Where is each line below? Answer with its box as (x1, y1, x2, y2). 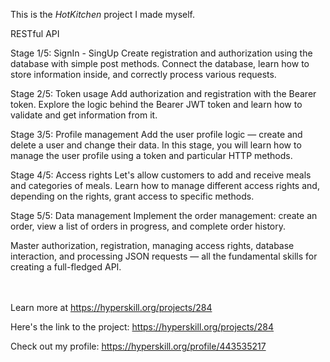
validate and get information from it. (10, 109, 158, 121)
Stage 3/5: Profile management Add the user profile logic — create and (10, 129, 303, 140)
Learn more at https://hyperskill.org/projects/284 (10, 302, 213, 313)
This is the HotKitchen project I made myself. (10, 9, 196, 20)
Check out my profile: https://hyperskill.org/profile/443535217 (10, 340, 267, 352)
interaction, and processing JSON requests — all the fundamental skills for (10, 250, 318, 262)
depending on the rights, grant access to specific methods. (10, 190, 255, 202)
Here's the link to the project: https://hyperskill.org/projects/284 (10, 321, 275, 333)
